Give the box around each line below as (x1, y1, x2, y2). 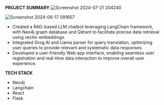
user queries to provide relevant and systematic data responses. (12, 45, 143, 50)
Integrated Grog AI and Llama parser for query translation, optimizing (12, 39, 153, 45)
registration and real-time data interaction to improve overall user (12, 55, 145, 61)
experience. (12, 61, 37, 66)
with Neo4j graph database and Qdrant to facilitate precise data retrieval (12, 29, 160, 35)
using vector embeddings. (12, 35, 66, 40)
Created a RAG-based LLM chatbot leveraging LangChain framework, (12, 24, 154, 30)
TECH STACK (5, 70, 33, 76)
